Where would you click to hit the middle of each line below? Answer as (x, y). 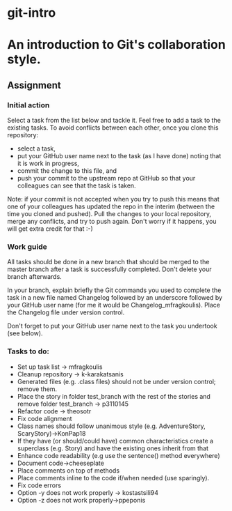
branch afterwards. (35, 277)
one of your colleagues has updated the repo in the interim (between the (111, 206)
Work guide (27, 247)
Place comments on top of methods (68, 470)
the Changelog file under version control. (66, 312)
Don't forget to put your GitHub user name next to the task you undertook (112, 326)
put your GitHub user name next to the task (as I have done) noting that (119, 156)
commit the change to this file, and (67, 171)
